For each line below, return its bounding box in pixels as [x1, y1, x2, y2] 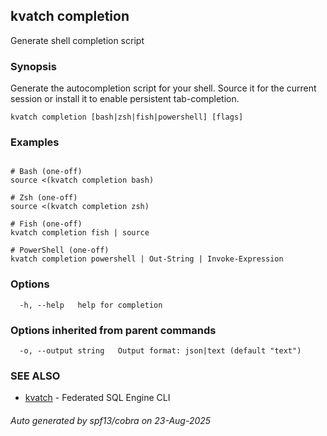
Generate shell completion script [10, 34, 145, 46]
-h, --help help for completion [19, 300, 163, 310]
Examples [10, 135, 60, 149]
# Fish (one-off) [10, 219, 83, 229]
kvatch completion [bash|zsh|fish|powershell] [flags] [10, 112, 244, 123]
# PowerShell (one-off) [10, 245, 110, 256]
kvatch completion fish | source [10, 228, 150, 238]
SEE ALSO [10, 369, 61, 383]
